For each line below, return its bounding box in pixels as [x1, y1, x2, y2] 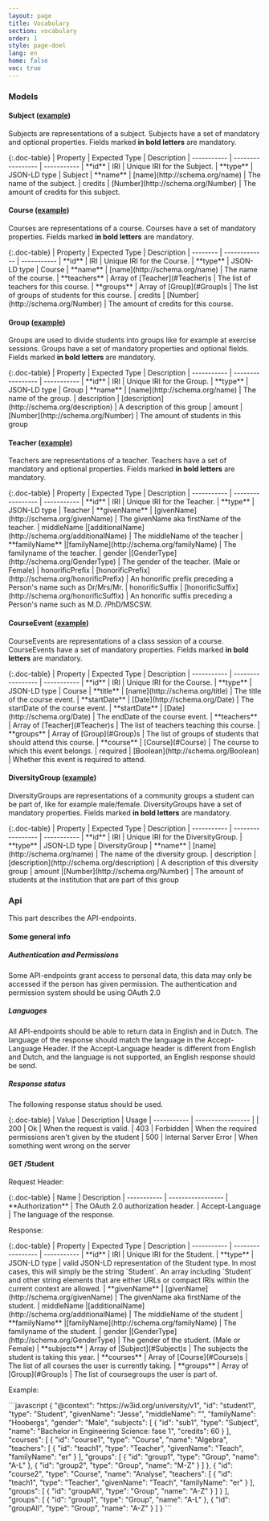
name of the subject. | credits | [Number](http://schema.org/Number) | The [8, 178, 257, 188]
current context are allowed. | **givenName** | [8, 1283, 164, 1293]
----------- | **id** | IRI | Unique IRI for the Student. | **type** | [43, 1250, 255, 1259]
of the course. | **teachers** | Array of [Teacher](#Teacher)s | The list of [8, 273, 251, 283]
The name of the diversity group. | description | [100, 849, 257, 859]
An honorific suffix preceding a [129, 591, 233, 601]
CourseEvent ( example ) [8, 618, 90, 628]
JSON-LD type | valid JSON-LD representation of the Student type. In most [8, 1258, 257, 1267]
